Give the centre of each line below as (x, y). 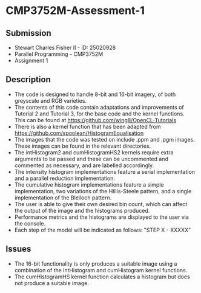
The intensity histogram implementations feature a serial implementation (104, 171)
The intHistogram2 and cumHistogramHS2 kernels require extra (94, 152)
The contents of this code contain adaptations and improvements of (99, 107)
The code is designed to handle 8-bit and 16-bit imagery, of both (95, 94)
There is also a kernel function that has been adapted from (87, 126)
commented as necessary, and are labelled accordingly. (84, 165)
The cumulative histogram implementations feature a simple (89, 184)
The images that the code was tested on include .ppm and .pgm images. (104, 139)
